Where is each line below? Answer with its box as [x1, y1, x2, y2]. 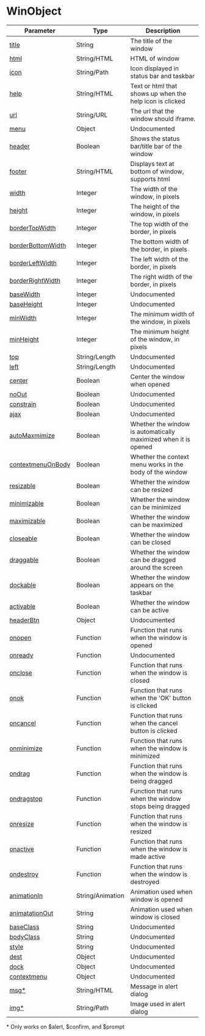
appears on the [130, 581, 174, 589]
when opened [130, 380, 170, 388]
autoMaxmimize [9, 431, 55, 440]
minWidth [9, 313, 37, 322]
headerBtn [9, 615, 40, 624]
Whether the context [130, 452, 189, 461]
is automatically [130, 427, 176, 436]
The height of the [130, 202, 180, 211]
